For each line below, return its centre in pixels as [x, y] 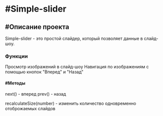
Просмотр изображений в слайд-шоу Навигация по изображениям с [77, 67]
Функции [17, 56]
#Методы [15, 83]
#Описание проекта [37, 27]
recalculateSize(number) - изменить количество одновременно [71, 103]
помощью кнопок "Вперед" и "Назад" [44, 72]
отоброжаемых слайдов [30, 108]
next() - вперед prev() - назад [36, 94]
